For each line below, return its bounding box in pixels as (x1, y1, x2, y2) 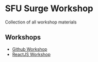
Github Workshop (12, 46, 48, 52)
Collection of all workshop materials (5, 19, 77, 25)
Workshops (5, 33, 41, 41)
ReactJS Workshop (12, 51, 51, 57)
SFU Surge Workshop (5, 3, 94, 14)
